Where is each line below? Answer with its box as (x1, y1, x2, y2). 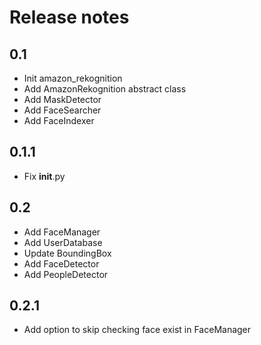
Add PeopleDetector (23, 268, 109, 280)
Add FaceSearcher (23, 104, 102, 116)
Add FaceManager (23, 226, 101, 238)
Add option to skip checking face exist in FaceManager (23, 324, 252, 336)
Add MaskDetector (23, 94, 102, 105)
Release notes (9, 6, 130, 29)
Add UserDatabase (23, 236, 103, 248)
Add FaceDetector (23, 257, 100, 270)
